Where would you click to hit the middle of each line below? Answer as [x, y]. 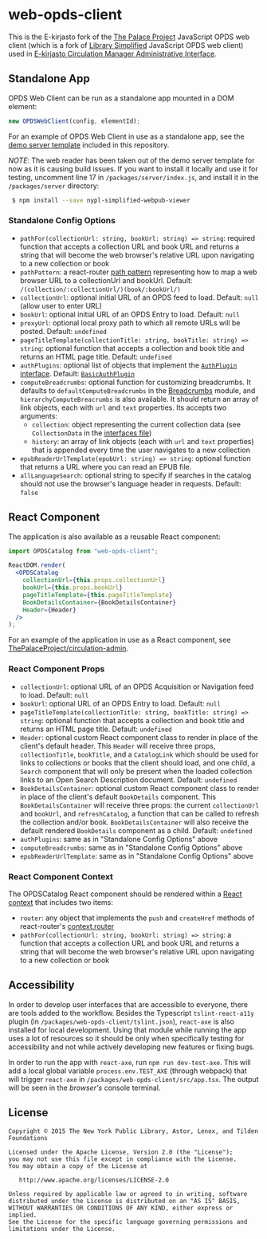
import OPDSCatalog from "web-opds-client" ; [83, 551]
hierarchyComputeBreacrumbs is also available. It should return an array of [139, 399]
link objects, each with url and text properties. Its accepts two [123, 407]
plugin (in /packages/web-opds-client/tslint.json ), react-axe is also [122, 1021]
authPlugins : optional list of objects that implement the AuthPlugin [128, 365]
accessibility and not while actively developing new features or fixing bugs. [132, 1047]
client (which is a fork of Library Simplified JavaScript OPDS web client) [126, 45]
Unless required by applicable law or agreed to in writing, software [128, 1194]
